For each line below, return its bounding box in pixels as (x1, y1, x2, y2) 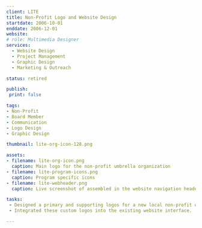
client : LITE (6, 8, 39, 15)
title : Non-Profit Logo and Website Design (6, 14, 117, 20)
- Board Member (6, 113, 44, 120)
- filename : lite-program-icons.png (6, 169, 98, 175)
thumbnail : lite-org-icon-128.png (6, 142, 93, 148)
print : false (8, 92, 42, 98)
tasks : (6, 196, 23, 203)
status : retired (6, 76, 47, 82)
